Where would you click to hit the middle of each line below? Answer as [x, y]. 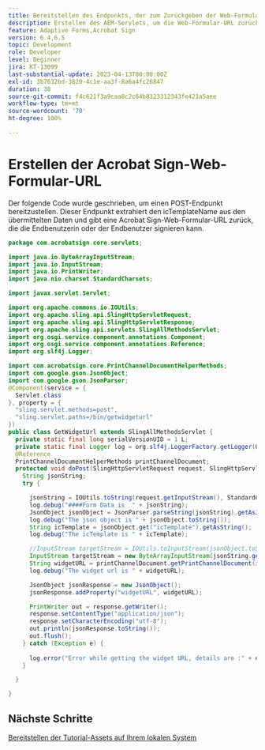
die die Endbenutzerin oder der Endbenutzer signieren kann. [106, 228]
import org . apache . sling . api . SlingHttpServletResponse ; [102, 322]
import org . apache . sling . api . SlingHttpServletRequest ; [100, 315]
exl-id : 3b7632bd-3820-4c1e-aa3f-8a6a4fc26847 [86, 81]
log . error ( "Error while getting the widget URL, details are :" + [140, 658]
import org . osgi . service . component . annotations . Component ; [107, 337]
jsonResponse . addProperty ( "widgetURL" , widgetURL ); [116, 592]
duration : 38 [30, 89]
